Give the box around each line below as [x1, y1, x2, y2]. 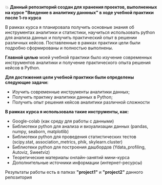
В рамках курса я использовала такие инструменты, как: [5, 109, 129, 114]
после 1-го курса [5, 15, 41, 21]
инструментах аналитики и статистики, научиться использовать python [5, 29, 155, 35]
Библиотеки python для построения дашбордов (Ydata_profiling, [12, 144, 146, 150]
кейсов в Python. [5, 65, 40, 70]
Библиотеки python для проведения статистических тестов [12, 134, 137, 140]
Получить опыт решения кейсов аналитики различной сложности [12, 100, 150, 105]
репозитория [5, 174, 32, 180]
